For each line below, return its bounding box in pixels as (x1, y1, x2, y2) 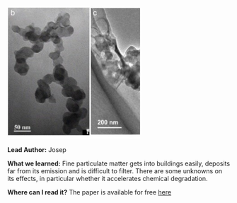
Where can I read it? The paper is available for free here (7, 188, 172, 196)
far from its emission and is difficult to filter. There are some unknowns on (7, 167, 223, 175)
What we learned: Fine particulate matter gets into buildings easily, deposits (7, 159, 231, 168)
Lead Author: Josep (7, 146, 67, 153)
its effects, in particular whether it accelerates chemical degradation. (7, 175, 208, 182)
